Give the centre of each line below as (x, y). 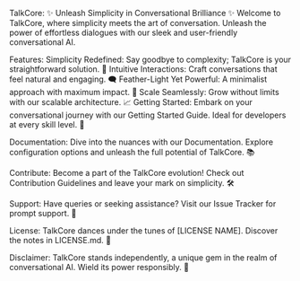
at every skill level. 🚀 (47, 124)
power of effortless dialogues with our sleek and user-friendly (124, 32)
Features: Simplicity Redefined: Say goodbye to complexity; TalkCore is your (150, 59)
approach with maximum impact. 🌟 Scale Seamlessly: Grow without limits (144, 92)
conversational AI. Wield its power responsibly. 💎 (99, 267)
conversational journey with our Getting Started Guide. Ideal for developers (148, 115)
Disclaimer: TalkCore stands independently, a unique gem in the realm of (143, 258)
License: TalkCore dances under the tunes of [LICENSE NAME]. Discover (144, 231)
